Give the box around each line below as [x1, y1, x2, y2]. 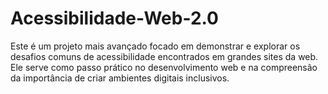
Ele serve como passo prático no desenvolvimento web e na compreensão [10, 61, 318, 73]
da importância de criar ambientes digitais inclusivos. [10, 72, 230, 84]
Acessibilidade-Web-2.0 [10, 7, 219, 30]
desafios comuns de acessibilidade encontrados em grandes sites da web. [10, 50, 319, 62]
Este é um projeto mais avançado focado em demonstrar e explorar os [10, 40, 301, 52]
